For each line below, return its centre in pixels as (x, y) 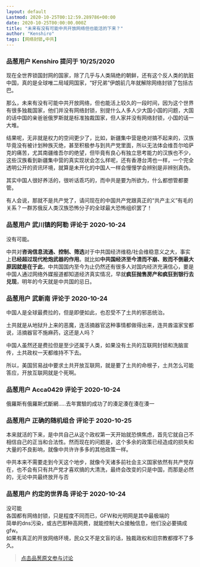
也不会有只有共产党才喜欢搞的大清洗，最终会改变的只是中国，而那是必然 (105, 470)
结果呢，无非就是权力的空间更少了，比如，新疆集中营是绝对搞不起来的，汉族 (100, 138)
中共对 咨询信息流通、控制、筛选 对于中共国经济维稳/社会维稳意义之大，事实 (99, 251)
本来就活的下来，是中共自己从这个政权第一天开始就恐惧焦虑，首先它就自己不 (100, 435)
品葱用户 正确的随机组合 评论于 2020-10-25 (69, 420)
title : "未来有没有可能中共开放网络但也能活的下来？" (65, 28)
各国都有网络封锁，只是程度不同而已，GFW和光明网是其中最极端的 (88, 515)
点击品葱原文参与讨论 (47, 558)
